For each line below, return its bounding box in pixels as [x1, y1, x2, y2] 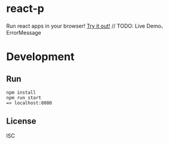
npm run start [6, 94, 42, 100]
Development [6, 50, 75, 64]
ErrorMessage [6, 29, 42, 36]
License [6, 116, 37, 127]
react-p [6, 2, 44, 16]
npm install [6, 89, 36, 96]
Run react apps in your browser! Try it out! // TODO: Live [6, 22, 146, 29]
